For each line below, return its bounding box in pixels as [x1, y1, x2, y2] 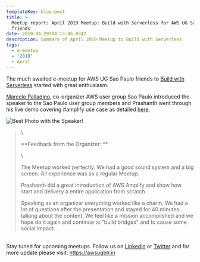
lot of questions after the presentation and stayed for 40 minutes [20, 205, 180, 212]
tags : [6, 42, 20, 48]
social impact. [20, 224, 55, 232]
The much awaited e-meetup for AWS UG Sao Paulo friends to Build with [6, 75, 185, 82]
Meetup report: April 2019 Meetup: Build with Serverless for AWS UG [11, 20, 187, 26]
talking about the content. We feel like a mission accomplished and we [20, 212, 193, 219]
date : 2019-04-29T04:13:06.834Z [6, 31, 86, 37]
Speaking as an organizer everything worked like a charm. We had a [20, 199, 189, 206]
